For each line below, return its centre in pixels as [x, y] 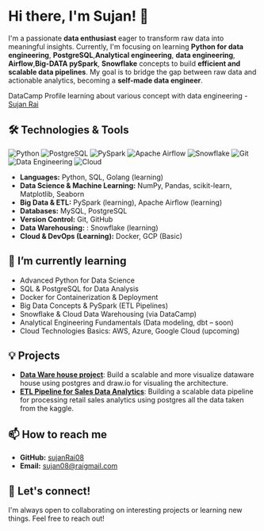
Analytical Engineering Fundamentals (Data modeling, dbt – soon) [126, 322]
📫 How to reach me [58, 435]
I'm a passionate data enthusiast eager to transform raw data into [116, 38]
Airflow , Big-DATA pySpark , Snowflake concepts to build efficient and [124, 63]
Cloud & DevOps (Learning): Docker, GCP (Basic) [101, 236]
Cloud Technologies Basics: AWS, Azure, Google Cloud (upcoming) [130, 331]
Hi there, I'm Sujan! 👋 [78, 16]
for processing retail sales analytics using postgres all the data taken [132, 400]
